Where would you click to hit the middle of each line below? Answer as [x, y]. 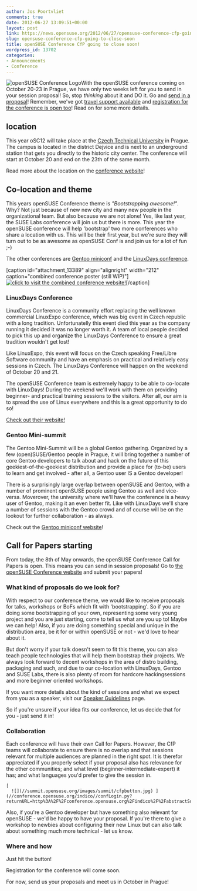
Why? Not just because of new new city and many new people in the [89, 210]
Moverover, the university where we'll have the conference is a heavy [106, 497]
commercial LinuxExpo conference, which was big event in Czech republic [96, 317]
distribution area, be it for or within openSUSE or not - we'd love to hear [93, 631]
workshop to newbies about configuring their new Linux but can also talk [94, 825]
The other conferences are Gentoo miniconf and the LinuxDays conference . [98, 259]
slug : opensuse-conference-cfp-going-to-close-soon [70, 39]
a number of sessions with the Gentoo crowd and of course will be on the [95, 509]
